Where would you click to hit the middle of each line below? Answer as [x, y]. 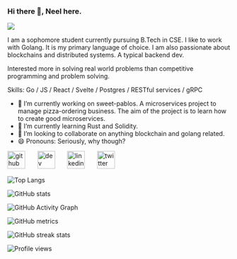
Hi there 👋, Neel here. [45, 11]
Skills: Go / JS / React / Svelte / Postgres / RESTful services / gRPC [105, 90]
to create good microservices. [62, 119]
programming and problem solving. [58, 76]
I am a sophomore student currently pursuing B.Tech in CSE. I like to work [115, 40]
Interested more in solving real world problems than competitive [100, 69]
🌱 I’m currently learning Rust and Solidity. [77, 126]
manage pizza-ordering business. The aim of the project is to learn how [122, 111]
